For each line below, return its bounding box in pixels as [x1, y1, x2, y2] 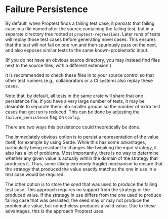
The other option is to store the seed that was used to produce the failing [5, 181, 158, 187]
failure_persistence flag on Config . [5, 114, 80, 120]
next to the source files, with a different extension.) [5, 62, 112, 68]
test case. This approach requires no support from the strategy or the [5, 186, 150, 193]
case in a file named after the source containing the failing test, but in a [5, 25, 153, 31]
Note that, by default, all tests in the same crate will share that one [5, 93, 143, 99]
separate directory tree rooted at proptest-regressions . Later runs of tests [5, 31, 160, 37]
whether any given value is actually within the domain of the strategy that [5, 155, 158, 161]
